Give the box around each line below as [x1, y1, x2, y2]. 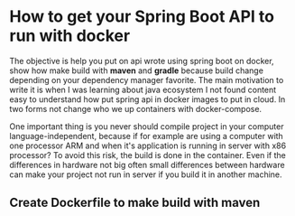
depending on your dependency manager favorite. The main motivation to [9, 74, 284, 85]
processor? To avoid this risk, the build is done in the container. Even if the [9, 149, 286, 160]
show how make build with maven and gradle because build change [9, 65, 264, 76]
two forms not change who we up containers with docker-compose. [9, 103, 263, 114]
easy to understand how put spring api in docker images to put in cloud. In [9, 93, 286, 105]
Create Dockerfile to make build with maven [9, 195, 261, 211]
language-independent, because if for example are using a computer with [9, 130, 284, 141]
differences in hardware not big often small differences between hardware [9, 159, 286, 170]
